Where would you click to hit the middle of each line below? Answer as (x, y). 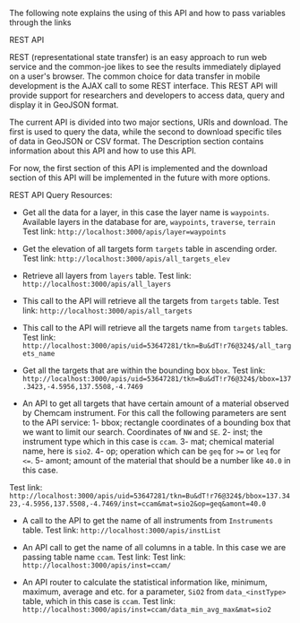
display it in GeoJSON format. (64, 105)
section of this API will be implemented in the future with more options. (140, 177)
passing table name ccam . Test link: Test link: (104, 557)
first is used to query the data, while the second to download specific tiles (146, 132)
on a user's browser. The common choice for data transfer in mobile (135, 76)
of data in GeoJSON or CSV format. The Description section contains (137, 141)
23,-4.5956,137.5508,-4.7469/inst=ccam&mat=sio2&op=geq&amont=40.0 (138, 504)
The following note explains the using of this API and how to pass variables (148, 13)
